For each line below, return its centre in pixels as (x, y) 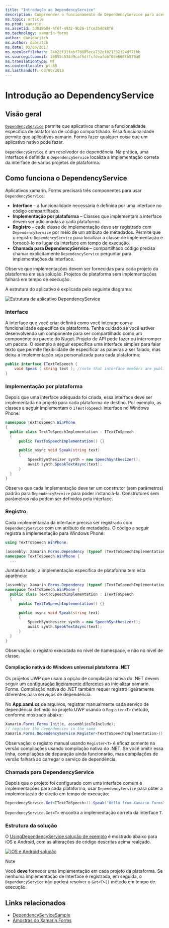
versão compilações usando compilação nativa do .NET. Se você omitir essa (84, 748)
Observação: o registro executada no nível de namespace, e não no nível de (84, 650)
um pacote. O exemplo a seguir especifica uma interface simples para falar (83, 344)
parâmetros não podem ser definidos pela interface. (59, 499)
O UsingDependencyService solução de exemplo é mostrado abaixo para (81, 837)
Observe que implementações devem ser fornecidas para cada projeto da (82, 268)
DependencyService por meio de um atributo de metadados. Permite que (87, 232)
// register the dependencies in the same (50, 729)
